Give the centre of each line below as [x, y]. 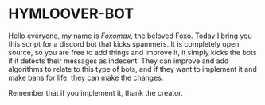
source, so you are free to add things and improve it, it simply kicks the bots [132, 52]
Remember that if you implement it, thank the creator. [95, 92]
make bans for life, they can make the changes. [86, 77]
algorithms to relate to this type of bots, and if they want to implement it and [132, 69]
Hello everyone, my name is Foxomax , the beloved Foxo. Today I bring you [130, 36]
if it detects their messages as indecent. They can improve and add [119, 61]
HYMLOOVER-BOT [71, 14]
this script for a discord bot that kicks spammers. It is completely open [124, 43]
